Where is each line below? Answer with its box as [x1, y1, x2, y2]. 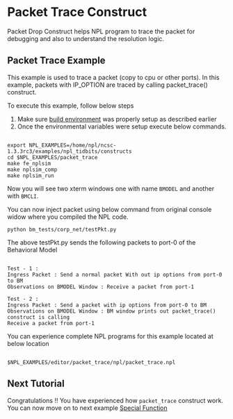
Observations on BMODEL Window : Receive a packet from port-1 [7, 283, 195, 290]
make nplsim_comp [7, 166, 58, 173]
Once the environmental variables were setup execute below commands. [17, 122, 227, 131]
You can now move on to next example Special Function [7, 404, 168, 412]
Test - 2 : [7, 295, 39, 302]
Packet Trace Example [7, 55, 106, 67]
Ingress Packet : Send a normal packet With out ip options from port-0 [7, 271, 223, 278]
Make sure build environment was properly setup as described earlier [17, 115, 217, 123]
